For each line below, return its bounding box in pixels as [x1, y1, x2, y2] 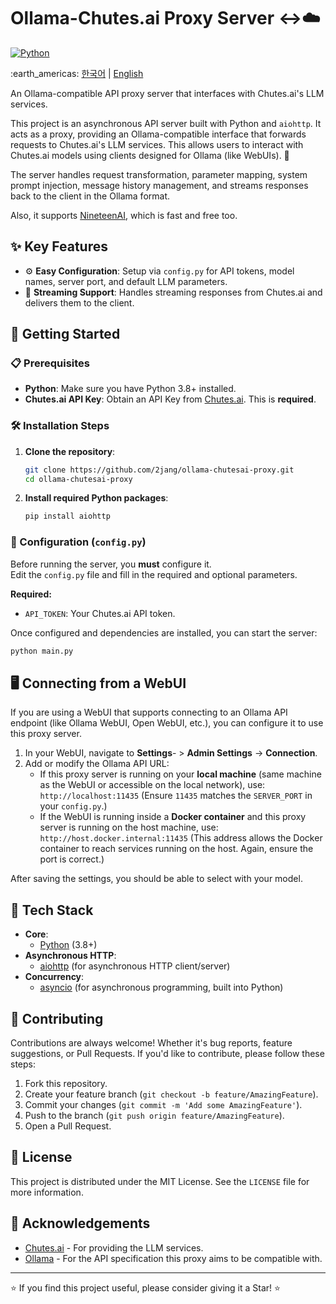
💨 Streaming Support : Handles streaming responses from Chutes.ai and [24, 286, 323, 298]
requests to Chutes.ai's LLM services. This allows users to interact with [10, 138, 304, 150]
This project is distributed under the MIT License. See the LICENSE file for [10, 1175, 310, 1187]
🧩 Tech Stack [10, 901, 94, 919]
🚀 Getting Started [10, 326, 121, 343]
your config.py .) [39, 800, 108, 812]
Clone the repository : [24, 445, 116, 457]
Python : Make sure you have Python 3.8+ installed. [24, 383, 237, 395]
